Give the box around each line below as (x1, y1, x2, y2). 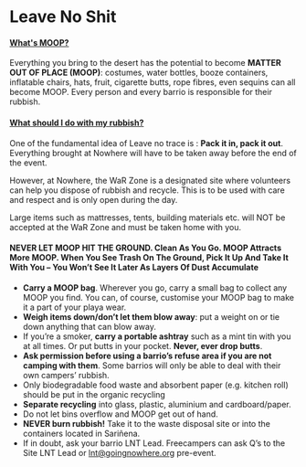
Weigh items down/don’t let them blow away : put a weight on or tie (22, 311, 280, 322)
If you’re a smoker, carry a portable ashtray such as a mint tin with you (22, 331, 291, 342)
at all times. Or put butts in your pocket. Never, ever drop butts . (22, 340, 263, 351)
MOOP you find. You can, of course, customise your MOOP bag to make (22, 292, 295, 302)
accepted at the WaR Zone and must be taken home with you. (9, 221, 242, 232)
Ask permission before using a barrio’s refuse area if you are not (22, 350, 272, 361)
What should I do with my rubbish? (9, 117, 144, 128)
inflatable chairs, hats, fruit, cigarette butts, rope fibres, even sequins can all (9, 77, 296, 88)
